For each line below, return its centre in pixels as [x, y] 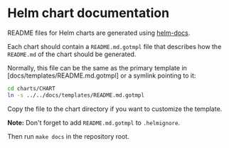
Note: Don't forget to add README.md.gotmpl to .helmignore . [94, 122]
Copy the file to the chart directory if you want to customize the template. [115, 109]
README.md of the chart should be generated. [72, 54]
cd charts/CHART [31, 88]
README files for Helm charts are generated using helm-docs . [99, 33]
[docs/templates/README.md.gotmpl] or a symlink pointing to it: [102, 75]
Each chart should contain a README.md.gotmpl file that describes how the [114, 46]
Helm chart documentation [88, 13]
